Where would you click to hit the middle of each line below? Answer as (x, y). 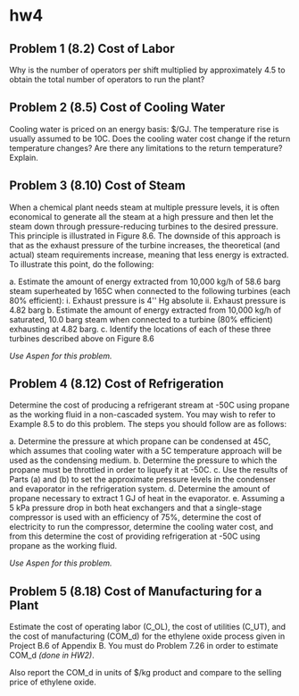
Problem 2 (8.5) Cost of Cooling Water (117, 108)
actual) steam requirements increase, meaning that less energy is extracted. (149, 255)
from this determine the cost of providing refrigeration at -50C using (135, 536)
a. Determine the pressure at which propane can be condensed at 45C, (140, 441)
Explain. (24, 157)
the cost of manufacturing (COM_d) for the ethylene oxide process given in (147, 636)
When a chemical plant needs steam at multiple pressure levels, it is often (144, 207)
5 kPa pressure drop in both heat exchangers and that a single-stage (136, 508)
